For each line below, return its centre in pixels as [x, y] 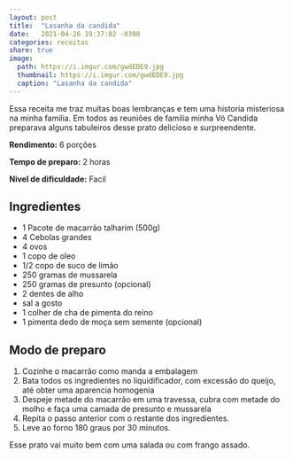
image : [21, 58]
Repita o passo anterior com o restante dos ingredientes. [126, 418]
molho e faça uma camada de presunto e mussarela [117, 409]
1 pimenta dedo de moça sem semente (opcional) [112, 322]
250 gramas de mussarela [69, 275]
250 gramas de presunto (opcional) [87, 284]
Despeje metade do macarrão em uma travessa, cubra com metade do [151, 400]
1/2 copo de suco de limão [70, 266]
